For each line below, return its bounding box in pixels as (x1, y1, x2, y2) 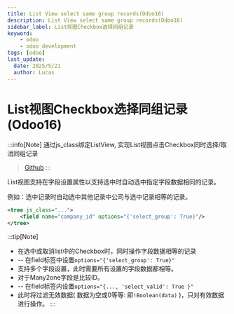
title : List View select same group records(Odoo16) (7, 10, 165, 18)
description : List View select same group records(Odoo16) (7, 17, 184, 24)
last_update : (7, 56, 46, 63)
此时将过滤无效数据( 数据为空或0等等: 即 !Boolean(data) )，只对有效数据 (17, 291, 224, 299)
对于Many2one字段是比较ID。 (17, 273, 104, 282)
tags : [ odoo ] (7, 50, 46, 57)
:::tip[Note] (7, 233, 39, 241)
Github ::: (24, 163, 51, 172)
